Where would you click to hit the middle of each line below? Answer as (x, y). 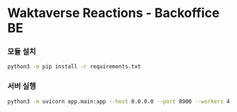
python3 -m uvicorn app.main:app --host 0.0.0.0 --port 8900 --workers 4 (119, 101)
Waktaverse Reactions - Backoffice (114, 13)
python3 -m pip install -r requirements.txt (74, 67)
